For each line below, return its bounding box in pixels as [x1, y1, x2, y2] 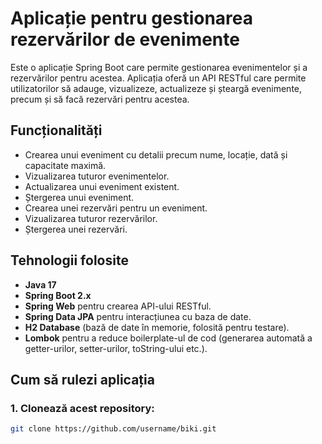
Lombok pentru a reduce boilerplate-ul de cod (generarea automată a [24, 332, 313, 344]
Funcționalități [10, 122, 103, 139]
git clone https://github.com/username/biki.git [10, 424, 217, 434]
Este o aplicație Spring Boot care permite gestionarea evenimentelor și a [10, 61, 308, 73]
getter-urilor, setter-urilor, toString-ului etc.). [24, 342, 208, 354]
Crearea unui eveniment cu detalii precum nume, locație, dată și [24, 148, 288, 161]
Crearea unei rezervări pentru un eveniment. [24, 202, 208, 214]
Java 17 [24, 278, 57, 291]
